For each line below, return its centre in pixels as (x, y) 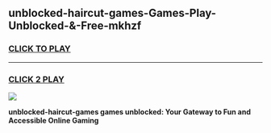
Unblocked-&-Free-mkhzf (75, 26)
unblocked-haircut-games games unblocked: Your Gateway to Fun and (130, 111)
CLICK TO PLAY (40, 49)
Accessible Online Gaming (54, 120)
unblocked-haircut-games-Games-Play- (112, 13)
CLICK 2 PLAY (36, 79)
